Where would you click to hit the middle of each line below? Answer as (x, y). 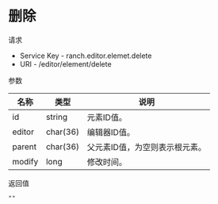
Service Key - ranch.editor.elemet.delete (86, 56)
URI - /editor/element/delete (66, 64)
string (57, 117)
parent (25, 146)
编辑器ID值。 (111, 132)
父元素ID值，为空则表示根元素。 (146, 147)
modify (25, 161)
